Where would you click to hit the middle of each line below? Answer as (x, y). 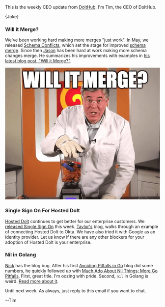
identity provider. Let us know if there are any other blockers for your (75, 237)
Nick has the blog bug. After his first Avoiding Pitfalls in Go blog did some (79, 265)
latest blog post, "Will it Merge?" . (38, 61)
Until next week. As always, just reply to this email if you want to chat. (76, 291)
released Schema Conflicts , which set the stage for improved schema (75, 45)
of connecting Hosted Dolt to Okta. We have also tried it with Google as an (80, 232)
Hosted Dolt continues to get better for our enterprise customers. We (75, 221)
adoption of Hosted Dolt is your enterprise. (48, 242)
